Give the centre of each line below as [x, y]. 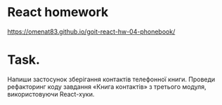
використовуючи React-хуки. [51, 94]
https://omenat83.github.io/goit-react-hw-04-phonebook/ [91, 31]
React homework [58, 12]
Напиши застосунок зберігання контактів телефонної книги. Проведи [111, 79]
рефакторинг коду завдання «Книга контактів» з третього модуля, [107, 86]
